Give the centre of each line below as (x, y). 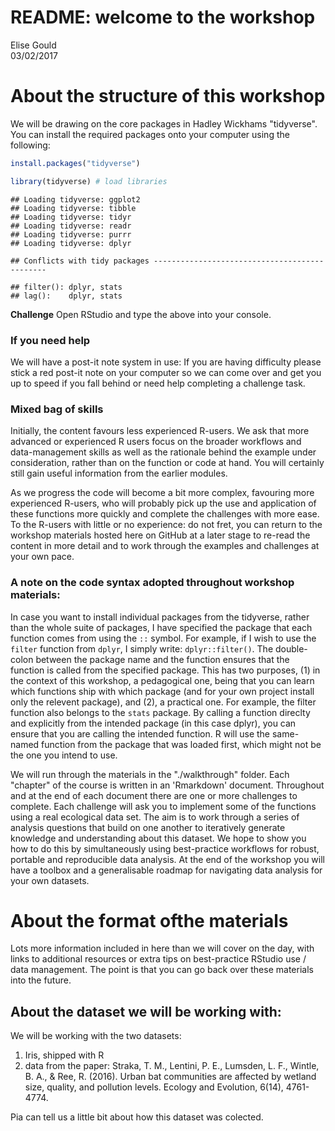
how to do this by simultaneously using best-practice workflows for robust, (165, 848)
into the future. (41, 980)
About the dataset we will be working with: (146, 1011)
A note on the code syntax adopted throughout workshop (152, 583)
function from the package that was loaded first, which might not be (181, 744)
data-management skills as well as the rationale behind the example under (163, 452)
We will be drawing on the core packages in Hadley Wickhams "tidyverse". (164, 123)
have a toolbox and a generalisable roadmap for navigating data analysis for (166, 870)
